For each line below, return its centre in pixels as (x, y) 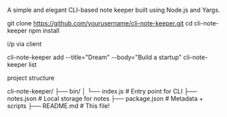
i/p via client (24, 44)
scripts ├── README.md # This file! (58, 106)
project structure (31, 78)
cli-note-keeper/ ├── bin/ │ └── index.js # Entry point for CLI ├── (102, 91)
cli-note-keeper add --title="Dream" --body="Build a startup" (95, 57)
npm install (44, 31)
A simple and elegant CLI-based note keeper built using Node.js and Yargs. (113, 10)
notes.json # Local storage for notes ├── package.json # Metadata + (105, 98)
